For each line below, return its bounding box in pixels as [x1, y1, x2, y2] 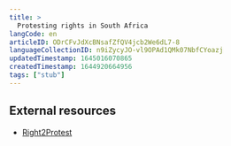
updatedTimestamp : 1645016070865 [9, 54, 133, 63]
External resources [9, 104, 117, 119]
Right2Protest [21, 127, 73, 137]
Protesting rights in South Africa [17, 21, 149, 30]
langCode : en [9, 29, 58, 38]
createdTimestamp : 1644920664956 [9, 63, 133, 72]
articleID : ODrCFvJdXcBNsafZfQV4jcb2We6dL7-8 [9, 37, 180, 47]
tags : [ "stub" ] [9, 71, 65, 80]
